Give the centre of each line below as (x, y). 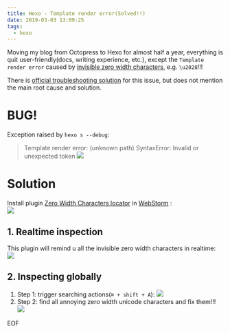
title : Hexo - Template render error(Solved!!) (77, 13)
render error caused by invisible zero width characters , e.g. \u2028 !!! (105, 67)
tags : (15, 26)
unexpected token (49, 157)
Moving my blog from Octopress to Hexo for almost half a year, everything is (115, 52)
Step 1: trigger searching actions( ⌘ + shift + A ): (86, 294)
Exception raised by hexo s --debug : (58, 134)
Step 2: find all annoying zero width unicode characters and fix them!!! (116, 301)
